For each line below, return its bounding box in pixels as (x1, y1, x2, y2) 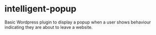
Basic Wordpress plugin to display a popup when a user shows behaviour (4, 19, 151, 25)
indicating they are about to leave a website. (4, 24, 93, 30)
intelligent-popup (4, 3, 77, 14)
